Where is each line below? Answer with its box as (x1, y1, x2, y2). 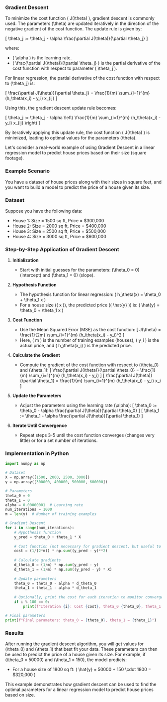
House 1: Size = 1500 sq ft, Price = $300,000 (12, 217, 104, 223)
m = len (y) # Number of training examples (5, 512, 97, 517)
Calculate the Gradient (12, 352, 61, 358)
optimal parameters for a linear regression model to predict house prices (5, 687, 154, 693)
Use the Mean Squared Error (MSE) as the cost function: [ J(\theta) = (19, 327, 162, 333)
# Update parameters (14, 576, 57, 581)
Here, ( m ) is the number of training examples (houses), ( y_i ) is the (19, 337, 160, 343)
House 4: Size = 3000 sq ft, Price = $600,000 (12, 233, 106, 239)
